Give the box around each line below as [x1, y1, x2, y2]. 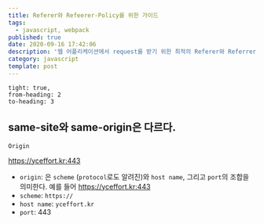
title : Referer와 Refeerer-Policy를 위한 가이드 [8, 11, 159, 20]
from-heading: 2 [8, 91, 61, 99]
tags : [8, 19, 26, 27]
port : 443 [19, 207, 52, 216]
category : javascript [8, 56, 79, 63]
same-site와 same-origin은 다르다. [8, 121, 177, 134]
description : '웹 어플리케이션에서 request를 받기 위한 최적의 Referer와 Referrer [8, 48, 257, 56]
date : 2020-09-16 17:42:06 [8, 41, 97, 49]
